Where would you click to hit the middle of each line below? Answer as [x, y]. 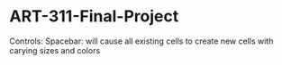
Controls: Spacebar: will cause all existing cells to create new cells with [141, 41]
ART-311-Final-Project [94, 16]
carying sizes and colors [55, 50]
